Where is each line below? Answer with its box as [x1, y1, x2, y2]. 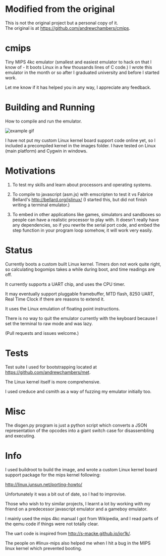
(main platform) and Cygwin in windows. [5, 148, 88, 154]
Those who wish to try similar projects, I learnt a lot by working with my [5, 500, 151, 506]
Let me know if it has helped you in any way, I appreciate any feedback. [5, 84, 151, 90]
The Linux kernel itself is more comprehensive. [5, 378, 101, 385]
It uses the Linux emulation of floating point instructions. [5, 306, 120, 311]
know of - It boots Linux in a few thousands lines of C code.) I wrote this [5, 64, 153, 70]
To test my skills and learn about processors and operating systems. [12, 182, 152, 187]
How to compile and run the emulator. [5, 118, 82, 124]
